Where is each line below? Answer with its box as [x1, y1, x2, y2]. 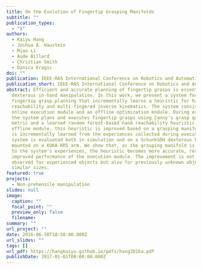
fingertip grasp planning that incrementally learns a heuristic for [11, 98, 189, 104]
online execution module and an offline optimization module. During [11, 109, 189, 115]
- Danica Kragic [11, 64, 52, 71]
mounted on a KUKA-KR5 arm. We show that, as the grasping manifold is [11, 142, 195, 149]
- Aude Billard [11, 53, 50, 59]
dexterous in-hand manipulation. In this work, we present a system [11, 92, 187, 98]
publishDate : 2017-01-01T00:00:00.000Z [6, 254, 106, 260]
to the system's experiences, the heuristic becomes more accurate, [11, 148, 187, 154]
